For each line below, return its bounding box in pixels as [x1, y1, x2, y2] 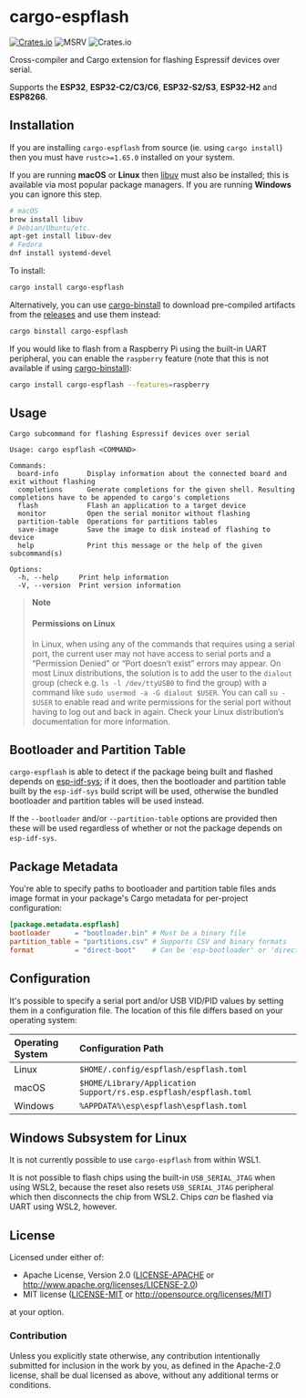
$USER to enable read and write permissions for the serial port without [31, 696, 291, 708]
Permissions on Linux [31, 618, 116, 629]
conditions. [9, 1379, 52, 1390]
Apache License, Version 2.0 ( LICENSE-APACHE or [22, 1269, 215, 1280]
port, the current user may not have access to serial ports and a [31, 647, 271, 658]
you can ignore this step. [9, 189, 103, 200]
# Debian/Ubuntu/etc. [9, 223, 92, 233]
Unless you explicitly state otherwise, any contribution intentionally [9, 1350, 260, 1361]
